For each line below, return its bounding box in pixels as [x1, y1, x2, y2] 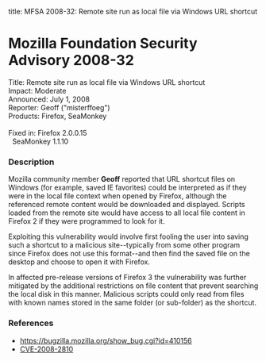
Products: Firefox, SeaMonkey [8, 111, 107, 121]
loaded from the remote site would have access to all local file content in [8, 208, 245, 217]
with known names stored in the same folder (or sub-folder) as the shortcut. [8, 298, 256, 308]
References [8, 317, 54, 328]
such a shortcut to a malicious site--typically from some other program [8, 240, 241, 250]
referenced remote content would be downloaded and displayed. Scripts [8, 200, 245, 209]
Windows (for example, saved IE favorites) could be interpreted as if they [8, 182, 248, 193]
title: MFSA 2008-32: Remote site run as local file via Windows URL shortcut [8, 7, 258, 16]
